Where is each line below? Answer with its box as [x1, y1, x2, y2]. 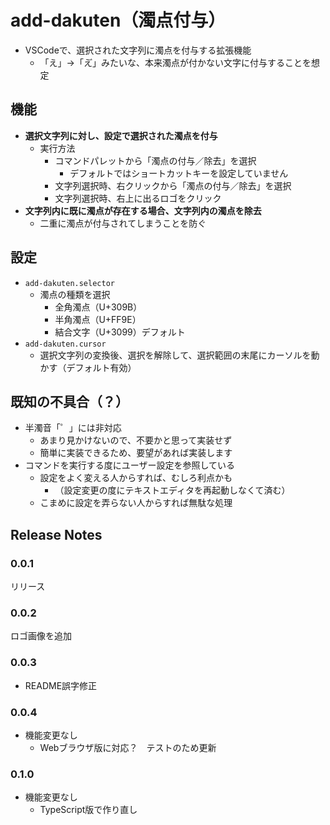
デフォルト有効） [66, 361, 137, 373]
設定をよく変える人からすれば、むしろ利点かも [39, 472, 233, 484]
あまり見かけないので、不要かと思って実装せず [39, 434, 233, 446]
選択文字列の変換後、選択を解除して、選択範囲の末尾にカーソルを [39, 349, 312, 361]
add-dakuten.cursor [24, 339, 107, 349]
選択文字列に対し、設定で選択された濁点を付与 [24, 129, 218, 141]
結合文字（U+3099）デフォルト [54, 326, 186, 338]
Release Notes [10, 526, 103, 543]
